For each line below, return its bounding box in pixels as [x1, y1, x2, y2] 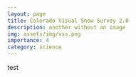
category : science [7, 43, 62, 51]
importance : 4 [7, 37, 50, 44]
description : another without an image [7, 24, 126, 31]
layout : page [7, 10, 46, 18]
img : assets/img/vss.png [7, 30, 81, 38]
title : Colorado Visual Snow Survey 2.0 [7, 17, 130, 24]
